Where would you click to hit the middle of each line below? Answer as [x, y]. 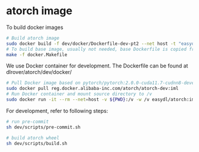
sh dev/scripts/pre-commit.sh [44, 127]
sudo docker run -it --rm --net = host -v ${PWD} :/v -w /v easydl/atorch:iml [102, 100]
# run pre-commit [28, 122]
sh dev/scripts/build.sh [37, 143]
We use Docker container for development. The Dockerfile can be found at [97, 66]
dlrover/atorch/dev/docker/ [39, 72]
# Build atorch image [33, 38]
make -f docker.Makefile [37, 54]
